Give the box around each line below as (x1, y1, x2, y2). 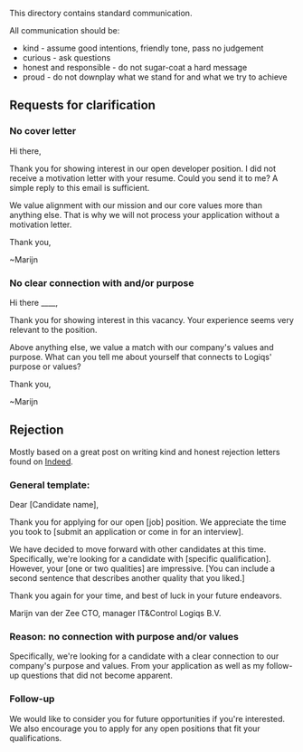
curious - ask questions (22, 52, 111, 62)
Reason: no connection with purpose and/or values (9, 631, 240, 643)
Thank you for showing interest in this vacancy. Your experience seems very (9, 314, 294, 325)
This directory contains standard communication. (9, 8, 193, 18)
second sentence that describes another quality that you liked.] (9, 573, 246, 584)
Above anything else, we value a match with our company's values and (9, 341, 274, 352)
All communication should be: (9, 25, 120, 35)
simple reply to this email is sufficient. (9, 182, 150, 193)
